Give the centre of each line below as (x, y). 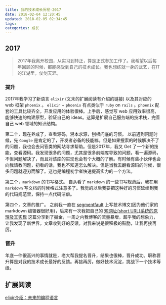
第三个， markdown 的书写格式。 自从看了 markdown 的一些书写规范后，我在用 (82, 182)
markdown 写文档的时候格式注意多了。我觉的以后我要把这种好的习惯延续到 (80, 188)
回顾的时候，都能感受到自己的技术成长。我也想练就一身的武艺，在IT (91, 67)
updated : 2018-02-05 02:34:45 (36, 19)
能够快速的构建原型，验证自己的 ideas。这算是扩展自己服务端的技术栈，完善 (83, 117)
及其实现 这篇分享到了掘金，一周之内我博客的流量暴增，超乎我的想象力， (83, 217)
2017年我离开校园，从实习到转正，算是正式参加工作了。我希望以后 (85, 60)
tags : (11, 24)
